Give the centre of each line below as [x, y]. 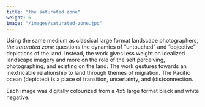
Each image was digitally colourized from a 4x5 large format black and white [103, 91]
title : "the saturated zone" [43, 12]
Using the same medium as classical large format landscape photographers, [102, 41]
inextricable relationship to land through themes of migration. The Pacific [99, 73]
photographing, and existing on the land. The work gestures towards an [96, 66]
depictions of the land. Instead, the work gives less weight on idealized [96, 53]
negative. [18, 97]
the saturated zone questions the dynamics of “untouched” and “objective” [101, 47]
